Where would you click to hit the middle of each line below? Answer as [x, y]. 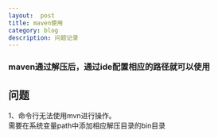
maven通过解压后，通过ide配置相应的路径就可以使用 [109, 67]
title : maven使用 [36, 23]
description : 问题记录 [43, 38]
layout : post [32, 15]
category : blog [33, 30]
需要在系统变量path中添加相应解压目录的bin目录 [87, 125]
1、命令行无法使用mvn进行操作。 [62, 115]
